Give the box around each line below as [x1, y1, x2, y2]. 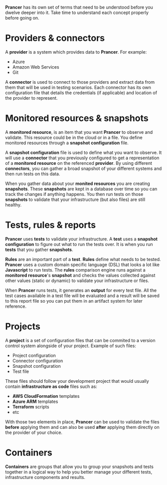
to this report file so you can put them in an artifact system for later [5, 298, 143, 304]
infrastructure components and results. [5, 474, 86, 480]
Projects [5, 321, 41, 332]
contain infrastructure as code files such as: [5, 383, 97, 389]
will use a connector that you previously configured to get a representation [5, 155, 160, 161]
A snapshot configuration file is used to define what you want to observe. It [5, 149, 162, 155]
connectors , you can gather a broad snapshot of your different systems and [5, 165, 162, 171]
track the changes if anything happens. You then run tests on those [5, 191, 144, 197]
